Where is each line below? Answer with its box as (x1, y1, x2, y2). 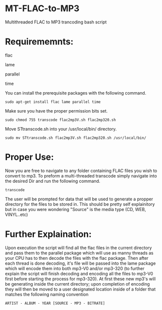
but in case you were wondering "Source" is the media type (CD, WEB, (5, 206, 146, 212)
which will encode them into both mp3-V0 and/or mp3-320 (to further (5, 265, 145, 271)
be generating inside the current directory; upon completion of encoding (5, 281, 150, 287)
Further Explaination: (5, 229, 92, 239)
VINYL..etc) (5, 212, 28, 217)
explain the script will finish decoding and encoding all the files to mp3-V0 (5, 271, 153, 276)
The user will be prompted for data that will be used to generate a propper (5, 196, 153, 202)
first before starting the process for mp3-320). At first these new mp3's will (5, 276, 156, 282)
